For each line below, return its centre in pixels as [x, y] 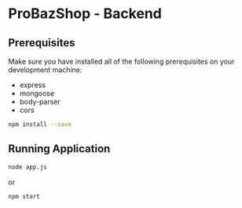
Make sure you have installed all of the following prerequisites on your [121, 61]
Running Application [59, 149]
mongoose [37, 93]
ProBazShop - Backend [85, 14]
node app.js [27, 167]
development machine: [45, 70]
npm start [24, 196]
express [32, 85]
